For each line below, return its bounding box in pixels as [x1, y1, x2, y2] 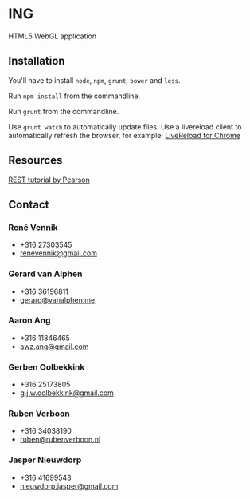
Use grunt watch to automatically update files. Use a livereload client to [8, 121, 242, 132]
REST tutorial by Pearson [8, 175, 90, 184]
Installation [8, 54, 65, 68]
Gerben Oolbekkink [8, 361, 85, 372]
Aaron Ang [8, 315, 51, 326]
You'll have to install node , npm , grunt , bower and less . [8, 75, 181, 85]
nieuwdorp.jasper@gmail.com [19, 481, 119, 491]
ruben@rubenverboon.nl [19, 434, 101, 444]
